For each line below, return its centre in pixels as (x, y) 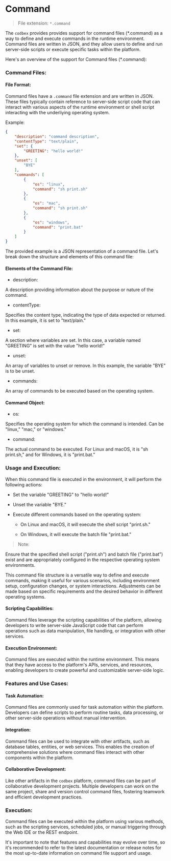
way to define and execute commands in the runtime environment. (75, 38)
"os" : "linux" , (49, 184)
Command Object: (25, 402)
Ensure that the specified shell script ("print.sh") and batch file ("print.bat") (84, 554)
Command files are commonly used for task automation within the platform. (85, 707)
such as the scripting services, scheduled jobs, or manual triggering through (86, 827)
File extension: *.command (44, 23)
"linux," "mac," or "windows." (36, 429)
